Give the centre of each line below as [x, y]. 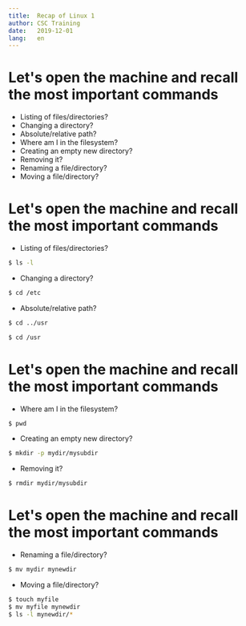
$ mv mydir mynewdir [43, 570]
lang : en [26, 38]
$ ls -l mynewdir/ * [41, 614]
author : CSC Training [44, 23]
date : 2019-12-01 [41, 30]
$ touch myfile [34, 600]
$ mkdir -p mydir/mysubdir [53, 454]
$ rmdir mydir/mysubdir [48, 483]
